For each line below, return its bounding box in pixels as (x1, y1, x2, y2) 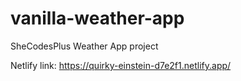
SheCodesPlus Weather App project (10, 40, 159, 52)
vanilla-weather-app (10, 7, 185, 30)
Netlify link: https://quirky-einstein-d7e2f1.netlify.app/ (10, 59, 232, 71)
